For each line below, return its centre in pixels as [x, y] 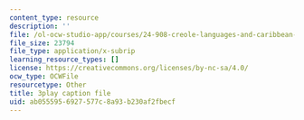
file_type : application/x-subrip [72, 51]
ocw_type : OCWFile [44, 77]
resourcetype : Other [48, 85]
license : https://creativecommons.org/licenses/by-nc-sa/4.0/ [129, 69]
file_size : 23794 [42, 43]
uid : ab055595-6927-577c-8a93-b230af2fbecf [93, 102]
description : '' [40, 26]
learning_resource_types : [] [64, 60]
